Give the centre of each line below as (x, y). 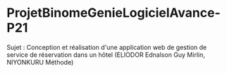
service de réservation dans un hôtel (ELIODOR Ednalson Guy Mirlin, (106, 55)
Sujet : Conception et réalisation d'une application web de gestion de (107, 47)
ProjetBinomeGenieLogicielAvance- (114, 13)
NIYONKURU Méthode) (40, 62)
